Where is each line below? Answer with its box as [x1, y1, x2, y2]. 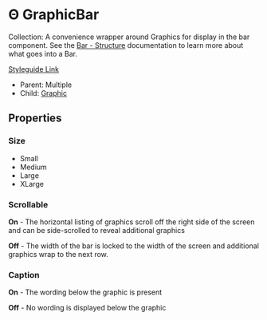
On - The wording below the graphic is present [8, 287, 163, 297]
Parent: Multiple [19, 80, 73, 89]
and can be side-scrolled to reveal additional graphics [8, 225, 186, 235]
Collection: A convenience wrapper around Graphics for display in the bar [8, 32, 250, 41]
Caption [8, 269, 40, 280]
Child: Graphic [19, 88, 68, 97]
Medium [19, 162, 48, 172]
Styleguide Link [8, 64, 60, 73]
